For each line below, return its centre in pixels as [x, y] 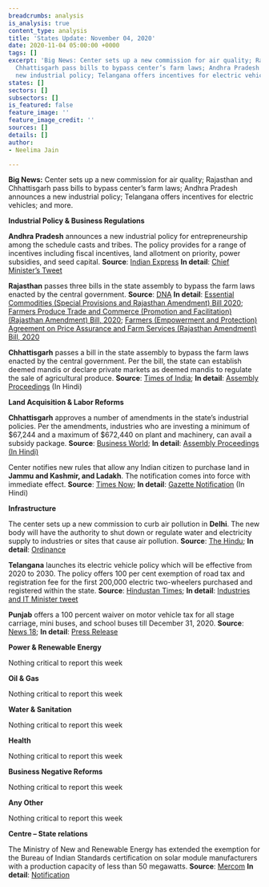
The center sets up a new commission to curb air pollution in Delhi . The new [134, 524]
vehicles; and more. [41, 205]
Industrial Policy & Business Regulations [77, 221]
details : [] [28, 135]
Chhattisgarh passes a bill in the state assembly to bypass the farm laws [129, 353]
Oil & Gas [24, 678]
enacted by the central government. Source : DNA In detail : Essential [121, 294]
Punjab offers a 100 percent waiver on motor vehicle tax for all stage [121, 615]
